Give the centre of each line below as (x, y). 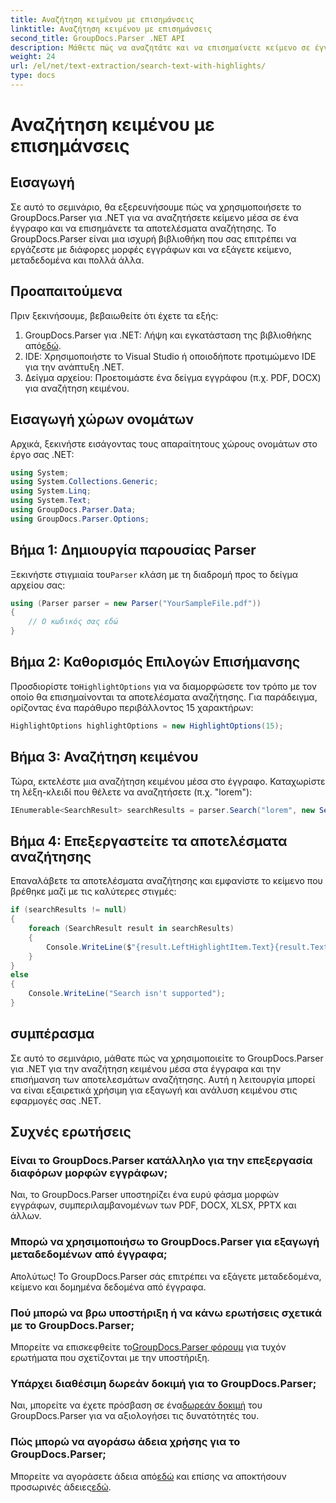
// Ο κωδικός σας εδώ (73, 622)
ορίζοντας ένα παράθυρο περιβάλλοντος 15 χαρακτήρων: (132, 707)
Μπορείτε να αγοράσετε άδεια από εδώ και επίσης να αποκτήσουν (148, 1476)
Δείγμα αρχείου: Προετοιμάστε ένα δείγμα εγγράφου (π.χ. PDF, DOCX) (173, 377)
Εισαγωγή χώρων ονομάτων (102, 419)
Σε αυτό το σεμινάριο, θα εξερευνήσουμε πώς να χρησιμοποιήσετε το (156, 207)
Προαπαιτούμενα (66, 291)
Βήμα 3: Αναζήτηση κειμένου (104, 757)
